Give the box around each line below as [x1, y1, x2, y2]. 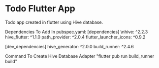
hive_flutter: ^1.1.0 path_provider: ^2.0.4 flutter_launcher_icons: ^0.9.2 [5, 34, 146, 40]
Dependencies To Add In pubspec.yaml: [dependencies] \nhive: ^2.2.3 [5, 29, 148, 34]
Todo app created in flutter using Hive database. [5, 19, 103, 25]
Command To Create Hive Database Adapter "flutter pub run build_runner [5, 53, 155, 59]
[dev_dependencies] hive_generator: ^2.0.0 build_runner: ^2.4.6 [5, 43, 134, 49]
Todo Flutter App [5, 3, 75, 14]
